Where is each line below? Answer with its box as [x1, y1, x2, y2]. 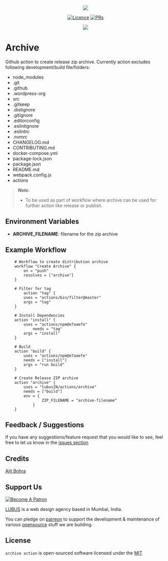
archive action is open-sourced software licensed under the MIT [5, 550, 143, 556]
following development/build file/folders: [5, 64, 90, 70]
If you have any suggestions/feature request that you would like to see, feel [5, 434, 163, 440]
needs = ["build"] [23, 389, 63, 394]
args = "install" [23, 331, 60, 336]
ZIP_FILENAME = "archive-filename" [41, 398, 117, 403]
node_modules [12, 74, 44, 80]
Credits [5, 454, 30, 463]
